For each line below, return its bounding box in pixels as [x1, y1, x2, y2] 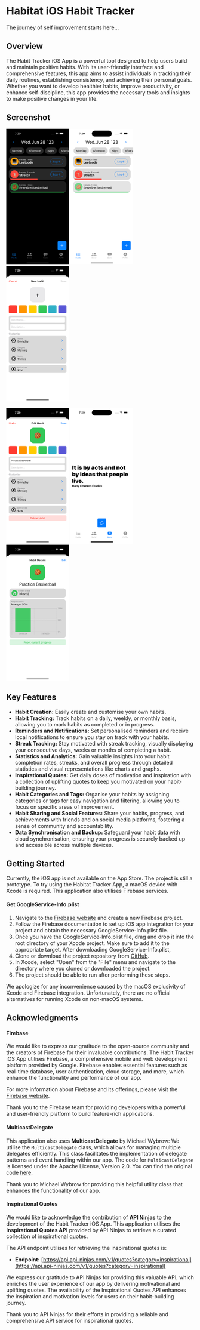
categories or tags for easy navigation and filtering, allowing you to [14, 797, 180, 804]
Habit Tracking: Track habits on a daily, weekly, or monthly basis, [14, 715, 177, 722]
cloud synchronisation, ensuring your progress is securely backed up [14, 835, 186, 842]
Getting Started [6, 858, 65, 869]
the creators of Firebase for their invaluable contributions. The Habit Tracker [6, 1049, 194, 1056]
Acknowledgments [6, 1013, 79, 1023]
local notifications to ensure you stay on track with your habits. [14, 733, 170, 741]
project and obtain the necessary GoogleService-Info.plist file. [14, 926, 168, 934]
